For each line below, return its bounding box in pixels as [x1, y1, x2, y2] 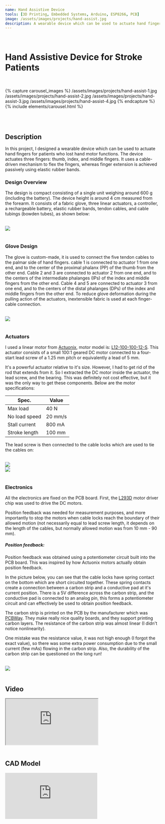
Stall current [7, 421, 36, 428]
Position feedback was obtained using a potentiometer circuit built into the [5, 554, 156, 560]
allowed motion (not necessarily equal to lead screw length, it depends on [5, 520, 155, 526]
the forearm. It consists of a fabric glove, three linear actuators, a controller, [5, 200, 158, 207]
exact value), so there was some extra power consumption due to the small [5, 641, 157, 646]
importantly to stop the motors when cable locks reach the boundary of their [5, 515, 160, 521]
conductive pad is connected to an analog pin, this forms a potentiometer [5, 595, 154, 601]
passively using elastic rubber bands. [5, 167, 81, 172]
